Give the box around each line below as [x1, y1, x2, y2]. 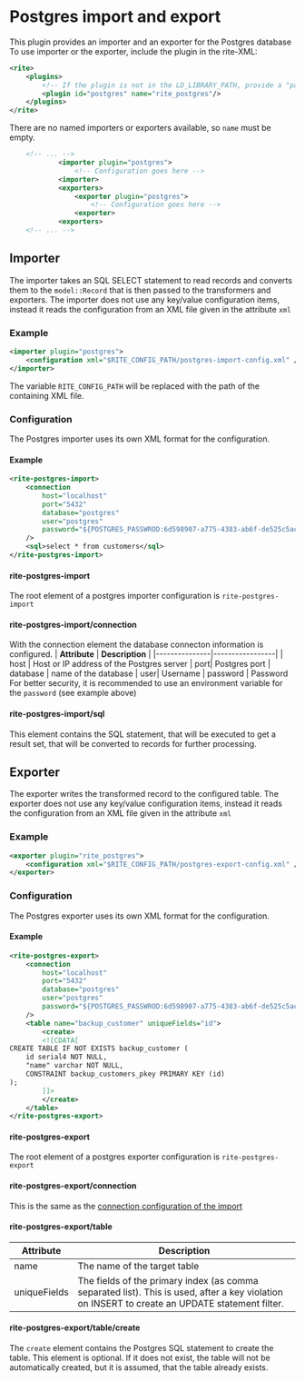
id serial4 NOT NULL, [25, 1052, 107, 1062]
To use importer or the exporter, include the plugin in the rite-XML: [9, 45, 258, 56]
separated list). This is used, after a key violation [77, 1286, 283, 1298]
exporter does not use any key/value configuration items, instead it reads [9, 798, 283, 810]
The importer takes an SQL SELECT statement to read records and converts [9, 274, 293, 285]
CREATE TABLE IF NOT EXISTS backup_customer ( [9, 1044, 189, 1053]
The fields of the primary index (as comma [77, 1274, 259, 1287]
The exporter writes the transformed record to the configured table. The [9, 789, 280, 800]
